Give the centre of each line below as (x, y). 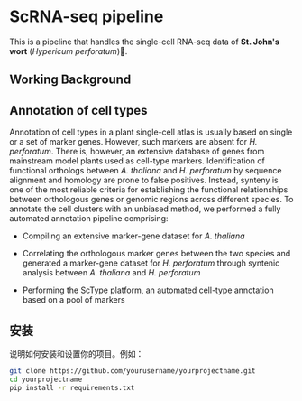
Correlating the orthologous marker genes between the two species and (156, 254)
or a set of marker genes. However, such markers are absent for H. (133, 142)
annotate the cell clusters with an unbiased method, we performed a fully (145, 209)
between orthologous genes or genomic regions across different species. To (151, 200)
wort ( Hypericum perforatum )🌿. (69, 51)
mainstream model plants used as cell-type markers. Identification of (137, 161)
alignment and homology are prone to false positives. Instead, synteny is (144, 180)
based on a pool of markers (73, 300)
